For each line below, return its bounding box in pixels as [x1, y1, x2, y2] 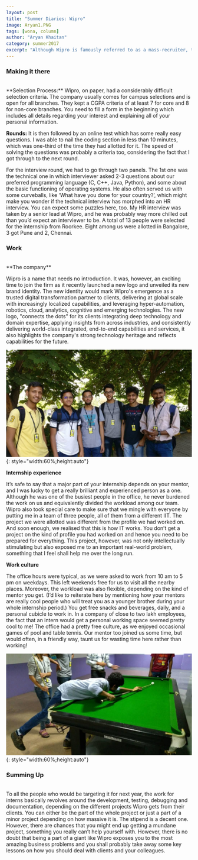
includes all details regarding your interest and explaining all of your [6, 112, 171, 119]
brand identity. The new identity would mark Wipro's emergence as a [6, 287, 174, 295]
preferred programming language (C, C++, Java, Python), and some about [6, 179, 187, 186]
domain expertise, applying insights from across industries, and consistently [6, 319, 192, 326]
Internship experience [6, 469, 62, 476]
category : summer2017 [6, 41, 60, 47]
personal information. [6, 118, 58, 125]
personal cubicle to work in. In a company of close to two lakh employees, [6, 610, 186, 617]
